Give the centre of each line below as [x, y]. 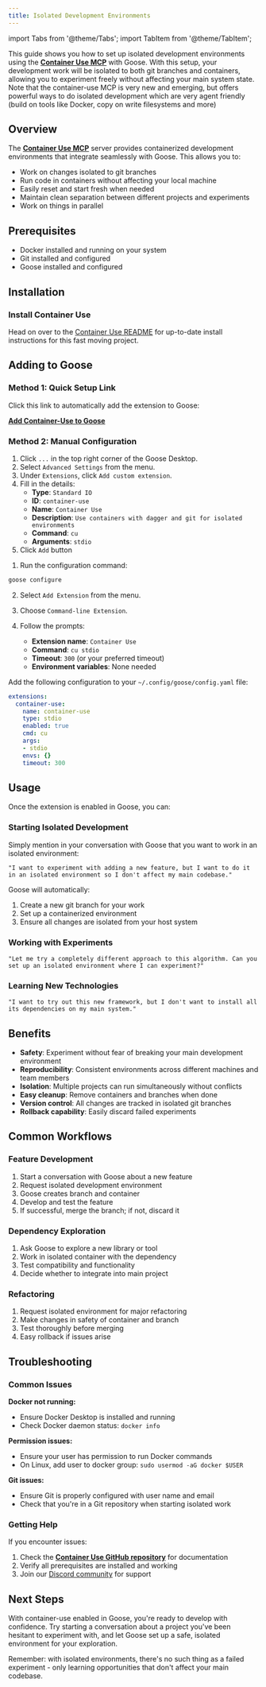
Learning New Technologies [64, 985]
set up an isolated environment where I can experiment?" [106, 965]
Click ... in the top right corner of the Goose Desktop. [109, 459]
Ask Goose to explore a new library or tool [89, 1248]
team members [44, 1078]
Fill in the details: [47, 484]
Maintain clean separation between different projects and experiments [135, 197]
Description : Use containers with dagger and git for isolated [137, 517]
